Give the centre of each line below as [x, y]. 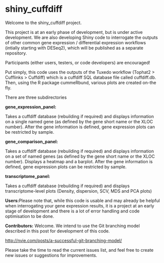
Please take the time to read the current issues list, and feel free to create [79, 250]
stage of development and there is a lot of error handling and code [72, 211]
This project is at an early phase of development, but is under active [74, 32]
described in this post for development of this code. [57, 231]
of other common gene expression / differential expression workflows [76, 42]
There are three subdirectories [36, 97]
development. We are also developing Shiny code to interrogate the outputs [82, 37]
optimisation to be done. [30, 216]
